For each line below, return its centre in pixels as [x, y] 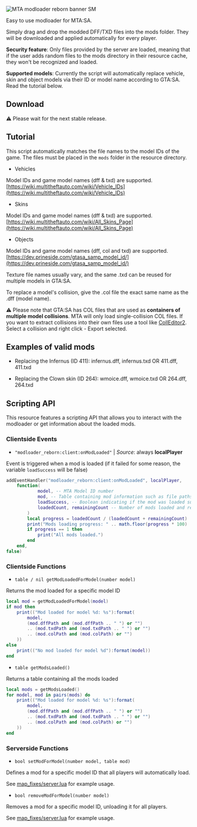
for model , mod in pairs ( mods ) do [48, 695]
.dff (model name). [28, 298]
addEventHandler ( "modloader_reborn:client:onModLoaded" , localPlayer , [94, 480]
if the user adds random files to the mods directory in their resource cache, [97, 56]
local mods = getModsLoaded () [43, 689]
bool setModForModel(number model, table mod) [72, 761]
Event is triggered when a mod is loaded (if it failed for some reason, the [93, 463]
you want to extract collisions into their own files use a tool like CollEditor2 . [96, 322]
